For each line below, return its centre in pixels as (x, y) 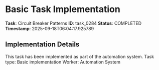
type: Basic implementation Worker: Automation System (63, 62)
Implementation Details (42, 45)
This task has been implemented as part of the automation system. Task (80, 56)
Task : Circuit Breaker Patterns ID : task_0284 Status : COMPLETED (73, 23)
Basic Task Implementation (63, 9)
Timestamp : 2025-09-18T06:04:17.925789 (50, 28)
